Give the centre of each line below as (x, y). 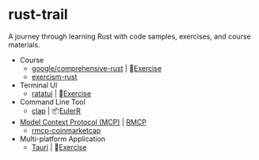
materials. (25, 44)
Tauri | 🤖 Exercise (59, 147)
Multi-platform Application (62, 139)
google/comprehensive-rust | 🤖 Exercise (97, 68)
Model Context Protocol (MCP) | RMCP (83, 122)
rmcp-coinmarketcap (66, 130)
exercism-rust (54, 76)
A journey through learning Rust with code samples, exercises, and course (129, 36)
